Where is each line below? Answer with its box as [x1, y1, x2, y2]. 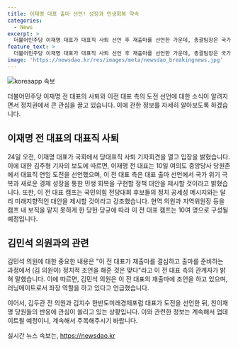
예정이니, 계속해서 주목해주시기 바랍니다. [25, 317, 138, 325]
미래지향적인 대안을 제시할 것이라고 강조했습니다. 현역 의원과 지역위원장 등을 [14, 196, 225, 205]
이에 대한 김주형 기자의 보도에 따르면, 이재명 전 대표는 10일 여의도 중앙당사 [7, 161, 212, 170]
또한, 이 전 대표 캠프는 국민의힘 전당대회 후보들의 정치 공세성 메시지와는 [22, 188, 219, 196]
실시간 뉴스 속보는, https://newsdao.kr [7, 331, 115, 340]
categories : [7, 17, 42, 24]
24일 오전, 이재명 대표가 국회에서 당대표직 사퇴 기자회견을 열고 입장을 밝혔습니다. [7, 152, 230, 161]
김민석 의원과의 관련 [7, 237, 89, 249]
